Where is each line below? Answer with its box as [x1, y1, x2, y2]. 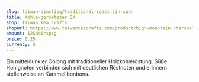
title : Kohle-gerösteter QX [6, 14, 76, 20]
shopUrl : [6, 25, 28, 31]
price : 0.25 [6, 36, 36, 42]
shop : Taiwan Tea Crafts [6, 19, 68, 25]
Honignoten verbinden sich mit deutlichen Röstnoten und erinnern [6, 64, 168, 71]
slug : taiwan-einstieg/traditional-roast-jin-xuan [6, 8, 134, 15]
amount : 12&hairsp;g [6, 31, 57, 37]
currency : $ [6, 42, 36, 48]
